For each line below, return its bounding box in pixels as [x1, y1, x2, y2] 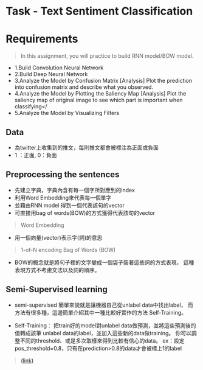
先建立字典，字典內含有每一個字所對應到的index [14, 186, 135, 194]
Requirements [5, 32, 78, 46]
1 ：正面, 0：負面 [14, 151, 57, 159]
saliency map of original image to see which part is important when [14, 96, 183, 104]
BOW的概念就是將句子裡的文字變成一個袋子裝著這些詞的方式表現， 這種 [14, 259, 194, 266]
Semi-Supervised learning [5, 284, 108, 295]
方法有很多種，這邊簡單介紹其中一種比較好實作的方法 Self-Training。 [14, 309, 187, 316]
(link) [20, 357, 34, 364]
